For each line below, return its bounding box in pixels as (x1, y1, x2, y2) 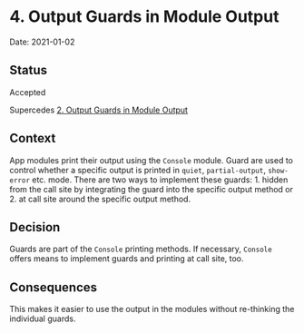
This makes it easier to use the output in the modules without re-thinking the (9, 304, 295, 315)
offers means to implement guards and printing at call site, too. (9, 253, 244, 264)
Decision (9, 220, 61, 235)
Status (9, 63, 48, 78)
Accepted (9, 86, 46, 97)
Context (9, 131, 56, 146)
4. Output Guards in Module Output (9, 6, 279, 27)
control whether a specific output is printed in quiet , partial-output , (9, 164, 266, 175)
